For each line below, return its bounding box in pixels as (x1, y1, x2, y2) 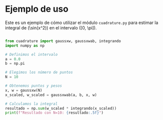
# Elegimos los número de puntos (5, 70, 73, 75)
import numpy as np (5, 43, 45, 48)
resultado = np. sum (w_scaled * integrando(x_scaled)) (5, 106, 117, 111)
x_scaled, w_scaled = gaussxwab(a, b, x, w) (5, 92, 97, 97)
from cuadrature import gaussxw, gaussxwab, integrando (5, 38, 121, 44)
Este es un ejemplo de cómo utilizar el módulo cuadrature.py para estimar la (5, 20, 159, 25)
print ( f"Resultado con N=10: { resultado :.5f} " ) (5, 110, 104, 116)
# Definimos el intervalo (5, 52, 58, 57)
